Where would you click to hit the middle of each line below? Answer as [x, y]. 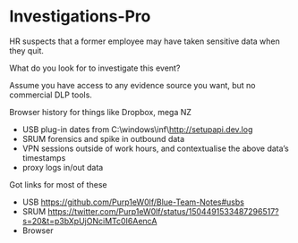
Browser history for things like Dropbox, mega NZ [101, 112]
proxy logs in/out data [63, 167]
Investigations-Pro [80, 17]
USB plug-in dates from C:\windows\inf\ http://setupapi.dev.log [137, 129]
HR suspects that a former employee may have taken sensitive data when [145, 41]
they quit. [27, 50]
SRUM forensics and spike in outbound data [103, 138]
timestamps [44, 157]
